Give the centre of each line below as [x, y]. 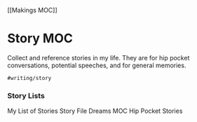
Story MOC [40, 39]
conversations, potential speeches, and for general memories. [97, 65]
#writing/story [29, 78]
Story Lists [26, 95]
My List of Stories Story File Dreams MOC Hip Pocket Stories [95, 111]
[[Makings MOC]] [32, 10]
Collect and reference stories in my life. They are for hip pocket [98, 57]
